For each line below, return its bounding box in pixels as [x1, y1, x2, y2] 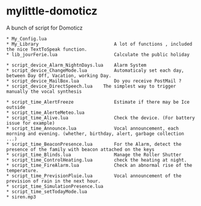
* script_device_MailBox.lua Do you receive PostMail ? [6, 78, 182, 84]
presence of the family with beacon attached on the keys [6, 146, 155, 152]
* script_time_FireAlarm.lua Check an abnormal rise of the [6, 162, 193, 168]
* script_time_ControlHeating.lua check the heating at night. [6, 157, 187, 163]
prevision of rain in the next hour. [6, 178, 101, 184]
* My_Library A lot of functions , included [6, 41, 193, 47]
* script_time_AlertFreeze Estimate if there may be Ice [6, 99, 190, 105]
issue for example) [6, 120, 55, 126]
